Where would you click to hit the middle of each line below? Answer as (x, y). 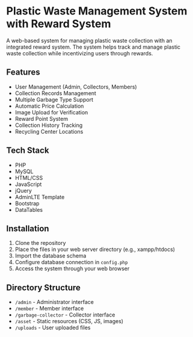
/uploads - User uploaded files (53, 328)
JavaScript (28, 184)
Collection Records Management (55, 93)
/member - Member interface (49, 309)
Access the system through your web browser (72, 268)
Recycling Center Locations (49, 131)
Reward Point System (41, 119)
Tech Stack (28, 151)
